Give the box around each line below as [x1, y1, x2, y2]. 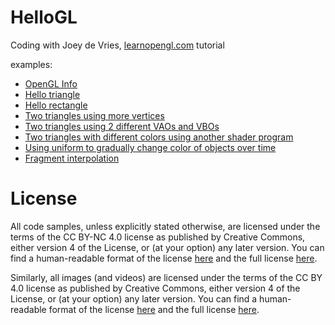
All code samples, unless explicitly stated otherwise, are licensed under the [10, 220, 321, 232]
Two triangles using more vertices [24, 109, 165, 121]
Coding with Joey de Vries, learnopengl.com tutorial [10, 39, 225, 51]
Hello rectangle [24, 99, 88, 111]
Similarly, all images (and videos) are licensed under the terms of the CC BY [10, 271, 323, 283]
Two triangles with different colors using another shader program [24, 131, 294, 143]
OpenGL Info [24, 77, 78, 90]
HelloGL [10, 6, 78, 29]
